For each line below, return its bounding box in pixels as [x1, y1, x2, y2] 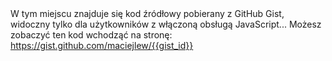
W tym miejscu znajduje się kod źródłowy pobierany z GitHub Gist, [10, 8, 285, 19]
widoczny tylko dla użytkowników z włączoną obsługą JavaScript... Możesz [10, 18, 322, 30]
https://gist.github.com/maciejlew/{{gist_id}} [10, 40, 194, 51]
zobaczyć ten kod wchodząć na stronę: [10, 29, 173, 41]
